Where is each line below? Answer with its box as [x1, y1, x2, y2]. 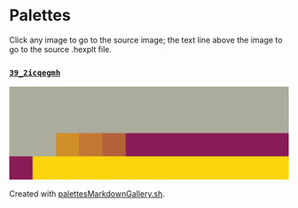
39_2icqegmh [9, 67, 61, 78]
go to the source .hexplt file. [9, 43, 113, 54]
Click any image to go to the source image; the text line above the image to [9, 35, 283, 45]
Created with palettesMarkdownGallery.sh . [9, 189, 166, 199]
